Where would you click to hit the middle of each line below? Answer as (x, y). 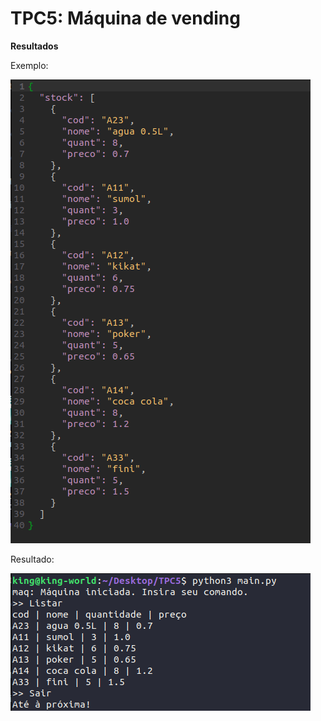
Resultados (34, 46)
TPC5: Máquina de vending (125, 18)
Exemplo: (29, 65)
